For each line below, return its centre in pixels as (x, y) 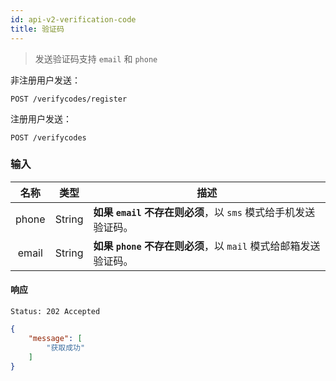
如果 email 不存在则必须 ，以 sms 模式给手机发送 (204, 212)
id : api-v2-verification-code (73, 19)
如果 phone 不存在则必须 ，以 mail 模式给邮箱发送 (207, 246)
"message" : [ (55, 338)
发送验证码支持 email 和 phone (96, 58)
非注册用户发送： (45, 80)
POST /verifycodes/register (69, 99)
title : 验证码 (37, 29)
